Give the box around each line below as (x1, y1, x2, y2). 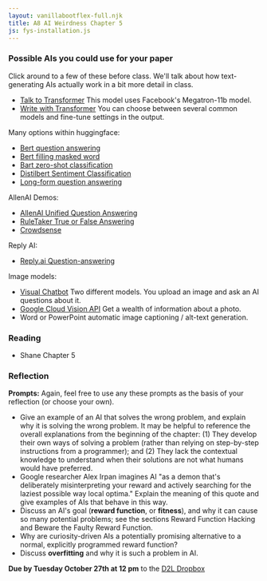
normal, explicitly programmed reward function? (19, 540, 178, 550)
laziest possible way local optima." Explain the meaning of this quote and (19, 489, 259, 499)
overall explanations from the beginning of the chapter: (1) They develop (19, 429, 257, 440)
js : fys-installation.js (8, 26, 91, 34)
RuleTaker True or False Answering (19, 217, 135, 226)
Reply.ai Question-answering (19, 256, 116, 265)
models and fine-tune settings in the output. (19, 112, 165, 121)
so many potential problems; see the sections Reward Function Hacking (19, 515, 256, 524)
